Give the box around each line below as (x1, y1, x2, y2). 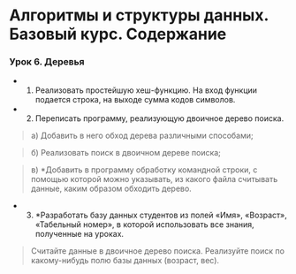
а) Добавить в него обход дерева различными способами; (30, 130, 254, 141)
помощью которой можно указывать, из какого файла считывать (30, 174, 278, 185)
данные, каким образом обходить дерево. (30, 183, 192, 194)
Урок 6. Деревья (9, 56, 85, 68)
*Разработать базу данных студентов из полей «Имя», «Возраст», (34, 209, 287, 221)
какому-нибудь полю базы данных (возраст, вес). (30, 255, 219, 266)
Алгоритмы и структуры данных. (9, 5, 269, 26)
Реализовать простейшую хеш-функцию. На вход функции (34, 85, 258, 95)
